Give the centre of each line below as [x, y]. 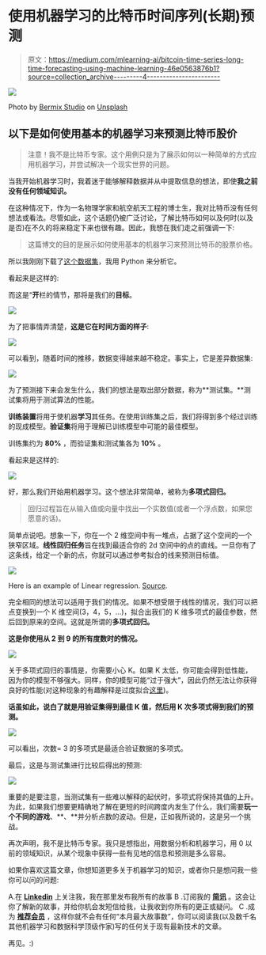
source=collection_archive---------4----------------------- [124, 77]
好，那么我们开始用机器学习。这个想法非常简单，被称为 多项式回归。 [119, 491]
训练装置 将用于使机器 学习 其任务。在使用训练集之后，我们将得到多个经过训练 [133, 416]
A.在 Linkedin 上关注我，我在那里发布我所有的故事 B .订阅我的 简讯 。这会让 [132, 896]
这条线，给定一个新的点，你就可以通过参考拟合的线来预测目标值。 [116, 555]
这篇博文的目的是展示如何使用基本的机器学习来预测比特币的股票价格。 [142, 244]
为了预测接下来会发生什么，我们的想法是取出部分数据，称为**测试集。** [126, 389]
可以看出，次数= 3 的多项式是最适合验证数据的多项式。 [98, 748]
